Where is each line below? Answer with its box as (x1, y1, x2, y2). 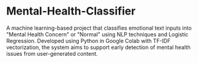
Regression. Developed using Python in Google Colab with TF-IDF (6, 37, 171, 44)
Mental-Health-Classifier (6, 4, 136, 18)
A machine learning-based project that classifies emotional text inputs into (6, 24, 192, 31)
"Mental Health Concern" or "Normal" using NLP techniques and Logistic (6, 30, 189, 38)
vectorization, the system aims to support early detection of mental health (6, 44, 191, 51)
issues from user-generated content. (6, 50, 98, 57)
